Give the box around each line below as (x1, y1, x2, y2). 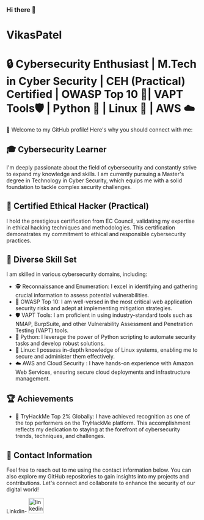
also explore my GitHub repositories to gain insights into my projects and (6, 473, 189, 480)
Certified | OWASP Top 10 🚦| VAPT (6, 87, 184, 102)
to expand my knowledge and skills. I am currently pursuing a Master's (6, 170, 184, 177)
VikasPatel (6, 28, 62, 42)
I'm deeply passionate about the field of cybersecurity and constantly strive (6, 163, 197, 171)
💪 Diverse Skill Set (6, 254, 78, 265)
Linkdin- (6, 508, 27, 515)
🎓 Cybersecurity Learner (6, 144, 107, 155)
